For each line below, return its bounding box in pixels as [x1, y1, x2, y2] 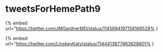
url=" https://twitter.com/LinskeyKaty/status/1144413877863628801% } [5, 40, 154, 46]
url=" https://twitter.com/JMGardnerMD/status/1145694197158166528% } [5, 25, 158, 31]
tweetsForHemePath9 [5, 3, 101, 15]
